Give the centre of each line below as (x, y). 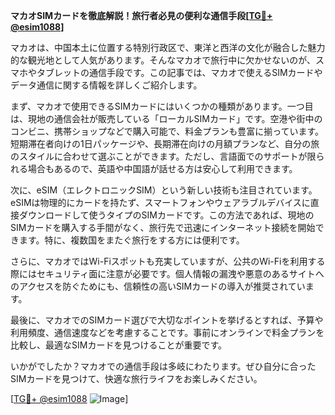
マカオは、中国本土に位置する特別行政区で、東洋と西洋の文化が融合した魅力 (168, 47)
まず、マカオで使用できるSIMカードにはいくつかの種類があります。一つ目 (162, 106)
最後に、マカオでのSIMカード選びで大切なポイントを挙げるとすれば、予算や (167, 320)
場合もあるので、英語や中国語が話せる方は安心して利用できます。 (162, 168)
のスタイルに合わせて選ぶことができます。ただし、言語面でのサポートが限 (163, 156)
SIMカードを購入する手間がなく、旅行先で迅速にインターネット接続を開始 (163, 227)
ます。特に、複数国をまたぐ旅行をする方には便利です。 (131, 240)
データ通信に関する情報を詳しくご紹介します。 (106, 85)
